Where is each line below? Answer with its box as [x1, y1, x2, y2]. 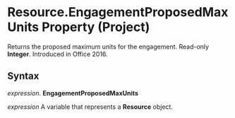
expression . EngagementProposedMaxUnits [7, 88, 139, 97]
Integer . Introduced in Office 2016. [7, 50, 108, 58]
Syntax [7, 70, 40, 82]
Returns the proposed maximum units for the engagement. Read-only [7, 42, 210, 51]
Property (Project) [41, 19, 150, 35]
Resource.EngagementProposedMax [7, 4, 229, 20]
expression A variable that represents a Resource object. [7, 103, 173, 111]
